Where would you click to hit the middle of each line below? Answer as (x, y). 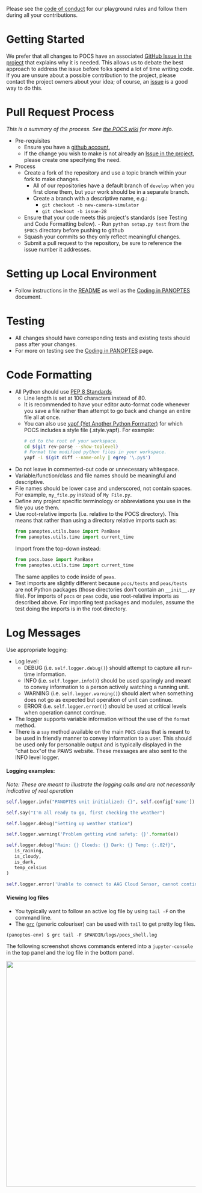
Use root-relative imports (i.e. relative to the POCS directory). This (97, 514)
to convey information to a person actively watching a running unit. (107, 687)
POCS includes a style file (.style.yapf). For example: (89, 430)
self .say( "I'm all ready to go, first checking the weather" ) (86, 813)
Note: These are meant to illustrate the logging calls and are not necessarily (101, 784)
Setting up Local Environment (82, 274)
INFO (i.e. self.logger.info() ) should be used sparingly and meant (107, 680)
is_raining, (29, 851)
